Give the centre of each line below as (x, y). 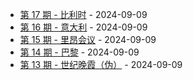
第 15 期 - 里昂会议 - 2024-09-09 (88, 39)
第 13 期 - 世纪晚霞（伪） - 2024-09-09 (101, 64)
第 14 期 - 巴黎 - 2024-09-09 (79, 52)
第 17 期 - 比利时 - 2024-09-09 (83, 14)
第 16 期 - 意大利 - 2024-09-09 (83, 27)
